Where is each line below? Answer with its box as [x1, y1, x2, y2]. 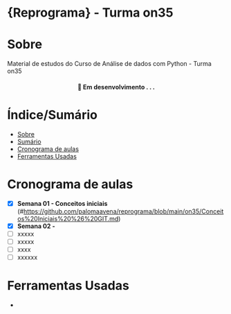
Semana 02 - [17, 222, 55, 230]
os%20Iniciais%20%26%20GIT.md [17, 214, 119, 223]
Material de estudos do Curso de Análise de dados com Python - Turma [7, 60, 212, 68]
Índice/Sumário [7, 107, 98, 123]
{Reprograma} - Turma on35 [7, 5, 174, 21]
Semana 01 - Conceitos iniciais [17, 199, 108, 207]
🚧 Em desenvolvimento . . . [77, 82, 156, 91]
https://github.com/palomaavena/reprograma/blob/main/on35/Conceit [23, 207, 224, 216]
